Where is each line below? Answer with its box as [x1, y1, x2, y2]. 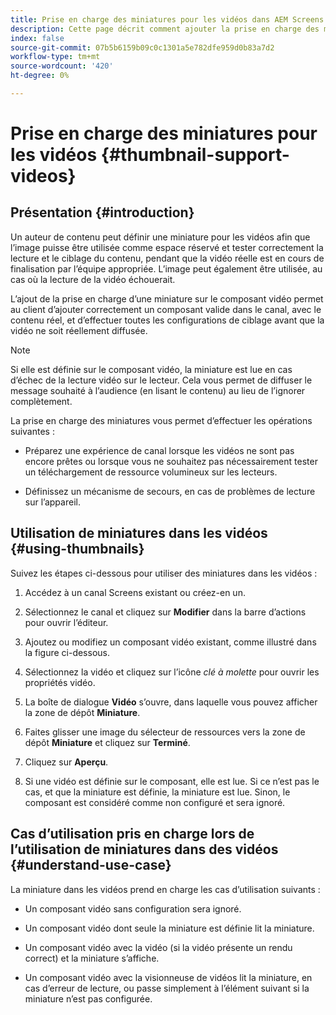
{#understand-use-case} [10, 857, 172, 874]
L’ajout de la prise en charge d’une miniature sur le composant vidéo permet [10, 292, 324, 305]
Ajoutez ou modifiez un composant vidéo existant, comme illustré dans [24, 636, 317, 648]
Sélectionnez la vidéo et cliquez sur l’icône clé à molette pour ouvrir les [24, 666, 320, 678]
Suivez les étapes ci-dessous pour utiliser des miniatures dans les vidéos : [10, 567, 318, 579]
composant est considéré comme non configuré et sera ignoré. [24, 796, 286, 808]
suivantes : [10, 425, 55, 437]
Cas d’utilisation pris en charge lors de [10, 826, 255, 843]
